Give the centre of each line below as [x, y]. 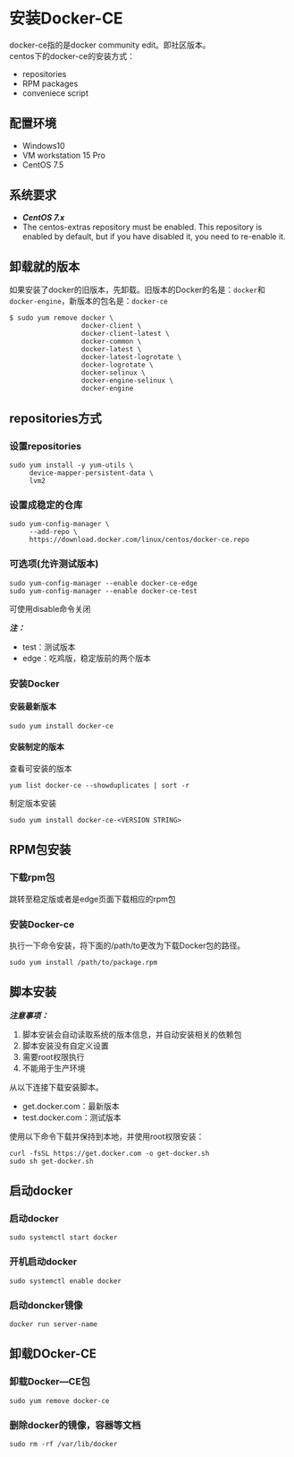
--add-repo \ [53, 532]
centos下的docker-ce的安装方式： [72, 56]
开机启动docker [43, 1262]
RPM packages [50, 83]
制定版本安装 [33, 803]
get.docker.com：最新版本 [71, 1106]
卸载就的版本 [45, 267]
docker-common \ [111, 341]
